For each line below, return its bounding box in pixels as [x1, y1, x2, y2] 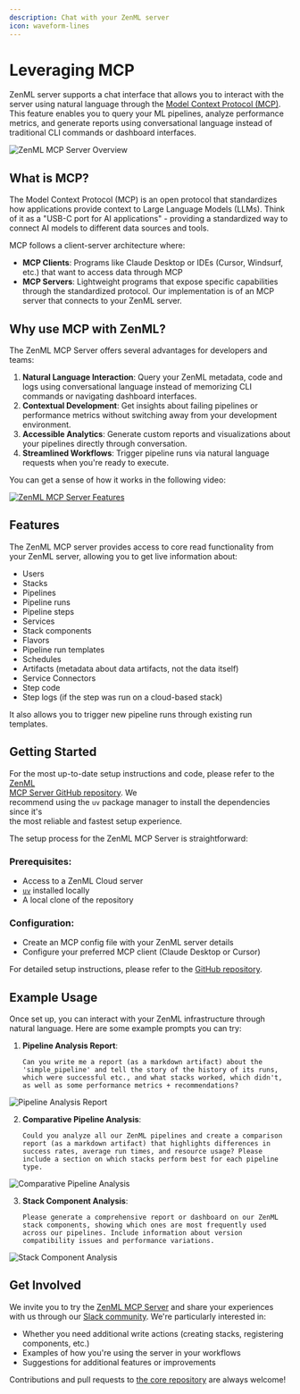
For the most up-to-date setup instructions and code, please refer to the [9, 768, 275, 778]
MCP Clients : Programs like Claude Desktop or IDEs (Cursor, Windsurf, [21, 257, 284, 268]
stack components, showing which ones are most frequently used [21, 1221, 267, 1230]
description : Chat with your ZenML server [9, 13, 170, 22]
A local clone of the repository [21, 894, 134, 905]
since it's [9, 806, 43, 817]
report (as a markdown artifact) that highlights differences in [21, 1139, 271, 1148]
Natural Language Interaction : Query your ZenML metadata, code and [21, 372, 283, 382]
